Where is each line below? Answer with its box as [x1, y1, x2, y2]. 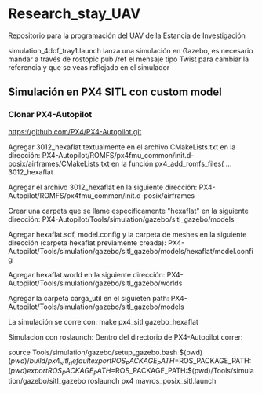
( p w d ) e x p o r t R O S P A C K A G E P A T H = [8, 366, 116, 377]
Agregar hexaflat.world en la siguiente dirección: [8, 270, 166, 279]
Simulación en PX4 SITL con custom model [8, 86, 222, 99]
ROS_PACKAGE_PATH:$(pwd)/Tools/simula [115, 366, 255, 376]
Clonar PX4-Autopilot [8, 109, 93, 120]
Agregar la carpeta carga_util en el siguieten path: [8, 293, 169, 303]
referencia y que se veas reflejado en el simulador [8, 62, 170, 72]
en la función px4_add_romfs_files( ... [111, 159, 232, 168]
